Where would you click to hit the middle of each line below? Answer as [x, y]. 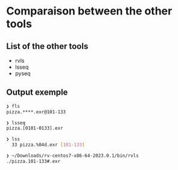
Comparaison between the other [89, 11]
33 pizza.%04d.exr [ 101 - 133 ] [48, 145]
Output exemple [37, 93]
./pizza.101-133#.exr [33, 161]
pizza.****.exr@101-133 [36, 112]
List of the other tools [47, 46]
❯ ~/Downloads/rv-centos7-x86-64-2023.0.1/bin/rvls [72, 156]
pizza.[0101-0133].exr [35, 128]
